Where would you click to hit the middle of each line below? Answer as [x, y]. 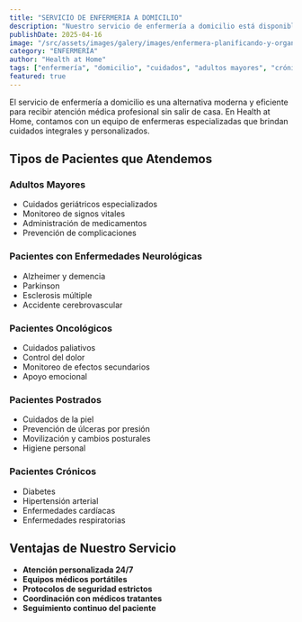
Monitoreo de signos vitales [74, 214]
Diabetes [39, 491]
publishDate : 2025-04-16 [56, 34]
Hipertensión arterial [60, 500]
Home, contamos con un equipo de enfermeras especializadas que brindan [149, 121]
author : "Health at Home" [58, 59]
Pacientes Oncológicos [61, 328]
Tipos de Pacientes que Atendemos [111, 159]
